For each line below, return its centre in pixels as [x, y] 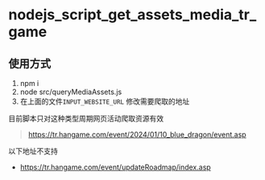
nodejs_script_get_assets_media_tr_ [132, 15]
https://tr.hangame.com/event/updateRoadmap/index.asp [115, 167]
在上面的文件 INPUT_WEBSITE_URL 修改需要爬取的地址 [105, 101]
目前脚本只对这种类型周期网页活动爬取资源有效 [86, 119]
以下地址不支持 [33, 151]
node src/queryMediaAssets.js [71, 92]
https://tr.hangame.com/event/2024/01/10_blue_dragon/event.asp [137, 135]
